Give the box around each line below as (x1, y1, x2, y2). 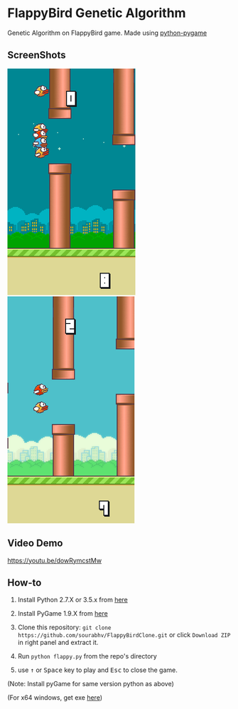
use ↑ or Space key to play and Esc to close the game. (17, 666, 178, 674)
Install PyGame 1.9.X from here (17, 609, 108, 618)
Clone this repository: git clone (17, 623, 112, 631)
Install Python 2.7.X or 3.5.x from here (17, 596, 128, 604)
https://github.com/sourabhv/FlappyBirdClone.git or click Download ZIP (17, 631, 231, 639)
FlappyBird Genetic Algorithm (7, 5, 186, 21)
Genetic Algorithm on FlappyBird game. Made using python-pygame (7, 28, 207, 37)
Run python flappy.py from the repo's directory (17, 652, 158, 661)
